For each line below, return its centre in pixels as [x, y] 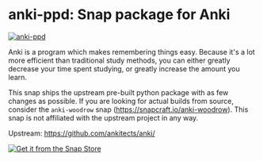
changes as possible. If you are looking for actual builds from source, [121, 101]
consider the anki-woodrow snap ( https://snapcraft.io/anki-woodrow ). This [128, 109]
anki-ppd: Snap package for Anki [119, 15]
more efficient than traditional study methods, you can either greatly [120, 60]
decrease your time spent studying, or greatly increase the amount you [124, 68]
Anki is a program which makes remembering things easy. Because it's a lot [131, 52]
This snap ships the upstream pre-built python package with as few [118, 92]
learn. [18, 77]
